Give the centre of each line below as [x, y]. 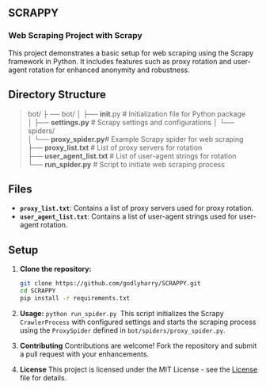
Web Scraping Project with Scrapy [75, 36]
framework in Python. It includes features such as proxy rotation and [120, 61]
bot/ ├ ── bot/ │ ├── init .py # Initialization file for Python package [137, 113]
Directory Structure [57, 95]
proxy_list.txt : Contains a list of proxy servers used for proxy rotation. [137, 208]
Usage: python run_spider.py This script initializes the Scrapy [122, 313]
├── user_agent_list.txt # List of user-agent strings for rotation [132, 156]
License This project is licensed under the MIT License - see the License [139, 369]
